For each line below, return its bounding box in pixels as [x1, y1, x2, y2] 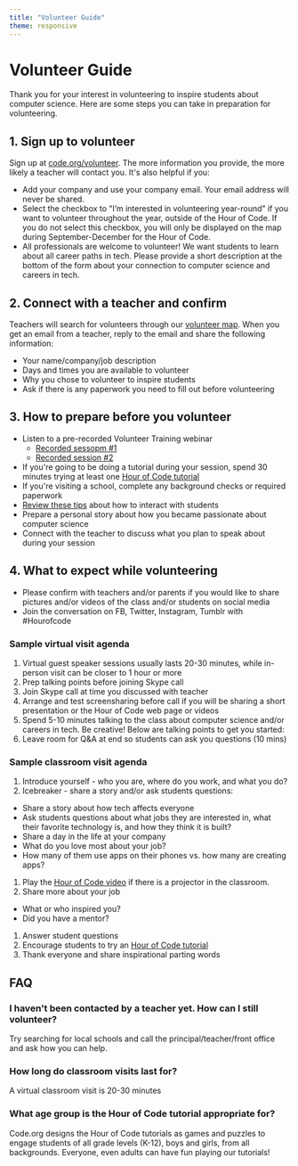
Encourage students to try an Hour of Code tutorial [21, 940, 209, 950]
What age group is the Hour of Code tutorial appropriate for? [9, 1107, 276, 1120]
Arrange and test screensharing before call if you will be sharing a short [21, 695, 286, 706]
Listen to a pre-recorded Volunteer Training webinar [21, 433, 213, 444]
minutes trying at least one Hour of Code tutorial [21, 471, 200, 481]
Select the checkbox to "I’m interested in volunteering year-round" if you [21, 203, 289, 214]
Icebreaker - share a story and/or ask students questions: [21, 785, 234, 796]
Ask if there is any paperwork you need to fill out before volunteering [21, 384, 275, 395]
